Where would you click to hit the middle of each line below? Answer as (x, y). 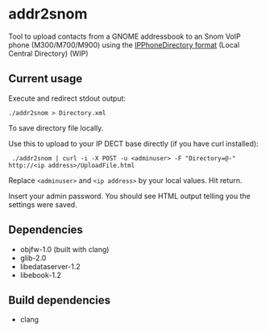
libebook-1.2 (41, 275)
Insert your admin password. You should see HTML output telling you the (130, 196)
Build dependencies (60, 300)
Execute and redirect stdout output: (67, 98)
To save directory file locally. (56, 128)
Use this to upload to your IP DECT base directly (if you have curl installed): (133, 143)
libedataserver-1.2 (50, 266)
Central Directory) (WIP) (48, 53)
